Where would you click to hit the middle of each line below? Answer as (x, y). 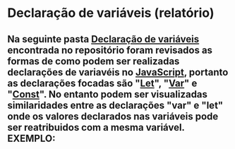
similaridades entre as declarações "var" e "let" (115, 105)
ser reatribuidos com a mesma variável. (96, 127)
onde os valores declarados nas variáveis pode (113, 116)
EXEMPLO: (31, 138)
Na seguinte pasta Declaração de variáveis (103, 39)
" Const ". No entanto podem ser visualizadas (108, 94)
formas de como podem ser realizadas (94, 61)
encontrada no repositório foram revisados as (110, 50)
